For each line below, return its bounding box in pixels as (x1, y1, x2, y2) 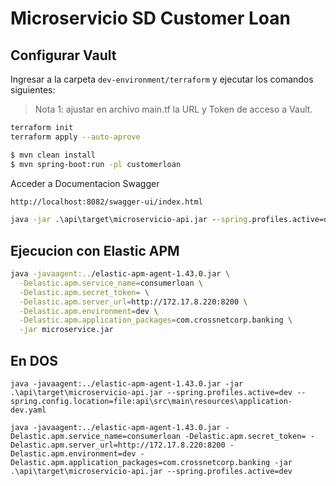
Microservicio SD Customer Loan (10, 7, 291, 30)
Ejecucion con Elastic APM (10, 242, 180, 259)
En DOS (10, 352, 58, 369)
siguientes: (10, 84, 56, 96)
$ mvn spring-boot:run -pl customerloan (10, 159, 182, 169)
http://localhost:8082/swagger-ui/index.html (10, 197, 203, 207)
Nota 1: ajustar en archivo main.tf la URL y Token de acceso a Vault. (34, 103, 313, 115)
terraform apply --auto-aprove (10, 132, 141, 142)
